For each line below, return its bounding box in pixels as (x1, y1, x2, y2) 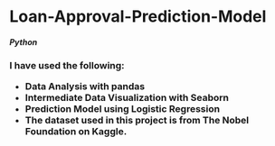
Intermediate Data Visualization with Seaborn (24, 91, 229, 104)
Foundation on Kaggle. (24, 124, 128, 137)
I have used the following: (9, 59, 125, 72)
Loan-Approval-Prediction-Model (9, 6, 267, 27)
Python (9, 36, 38, 47)
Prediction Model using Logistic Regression (24, 102, 220, 114)
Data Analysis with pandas (24, 79, 146, 92)
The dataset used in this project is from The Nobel (24, 114, 250, 126)
